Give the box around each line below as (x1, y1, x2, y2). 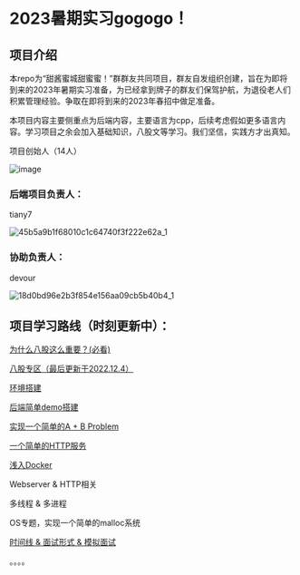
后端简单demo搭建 (9, 402, 79, 413)
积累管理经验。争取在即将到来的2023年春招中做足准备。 (9, 96, 220, 106)
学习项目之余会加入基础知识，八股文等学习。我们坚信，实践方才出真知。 (24, 126, 295, 137)
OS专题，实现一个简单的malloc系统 (9, 518, 140, 529)
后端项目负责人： (9, 188, 84, 200)
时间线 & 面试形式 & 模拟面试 (9, 537, 116, 548)
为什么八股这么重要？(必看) (9, 344, 111, 355)
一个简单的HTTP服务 (9, 441, 87, 452)
